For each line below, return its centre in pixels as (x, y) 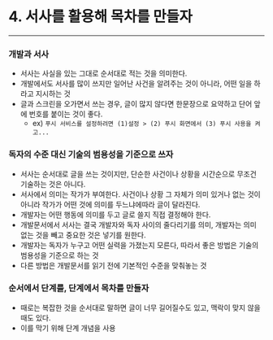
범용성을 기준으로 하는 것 (59, 255)
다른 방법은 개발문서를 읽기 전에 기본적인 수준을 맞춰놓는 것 (113, 265)
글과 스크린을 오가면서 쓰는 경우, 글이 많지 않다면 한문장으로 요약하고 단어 (136, 104)
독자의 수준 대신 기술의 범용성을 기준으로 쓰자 (91, 155)
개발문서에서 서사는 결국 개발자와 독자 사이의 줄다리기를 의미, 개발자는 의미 (139, 224)
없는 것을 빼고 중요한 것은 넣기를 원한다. (83, 235)
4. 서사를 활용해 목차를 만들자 (101, 17)
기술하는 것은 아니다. (53, 184)
